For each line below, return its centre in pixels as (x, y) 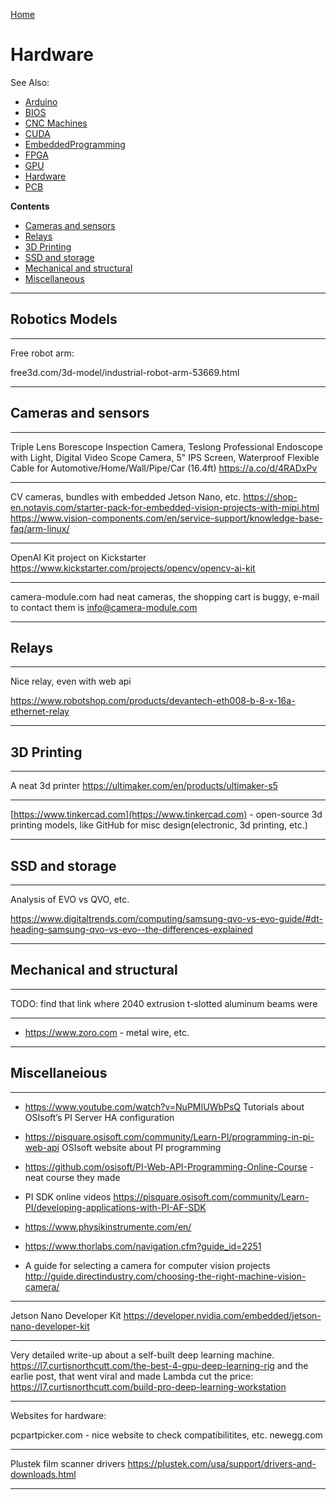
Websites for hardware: (58, 1415)
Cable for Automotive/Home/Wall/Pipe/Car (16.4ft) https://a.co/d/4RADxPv (164, 468)
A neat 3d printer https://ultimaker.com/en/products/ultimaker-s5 (144, 786)
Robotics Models (64, 319)
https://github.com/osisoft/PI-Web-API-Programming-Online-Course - (169, 1166)
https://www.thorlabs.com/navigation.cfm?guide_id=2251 (143, 1246)
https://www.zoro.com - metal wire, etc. (107, 1032)
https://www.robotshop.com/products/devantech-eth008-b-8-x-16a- (153, 701)
